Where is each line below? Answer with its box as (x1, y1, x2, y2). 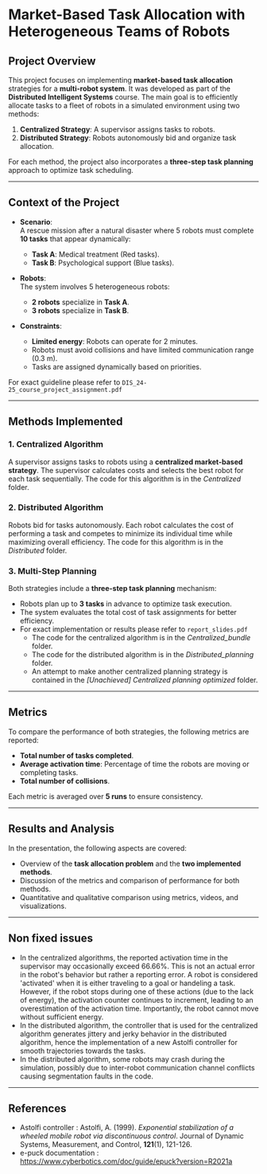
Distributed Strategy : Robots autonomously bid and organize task (19, 133, 237, 143)
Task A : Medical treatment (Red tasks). (31, 249, 161, 259)
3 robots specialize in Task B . (31, 305, 130, 315)
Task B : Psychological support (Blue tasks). (31, 257, 175, 268)
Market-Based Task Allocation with (8, 6, 246, 24)
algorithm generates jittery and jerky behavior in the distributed (19, 1029, 227, 1039)
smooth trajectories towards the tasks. (19, 1046, 146, 1055)
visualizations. (19, 901, 68, 910)
